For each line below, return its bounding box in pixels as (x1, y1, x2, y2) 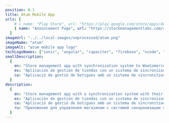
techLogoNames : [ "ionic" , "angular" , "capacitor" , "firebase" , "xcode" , (5, 49, 161, 54)
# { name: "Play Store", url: (14, 21, 78, 27)
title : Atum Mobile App (5, 12, 55, 17)
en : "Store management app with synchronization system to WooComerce (14, 63, 165, 68)
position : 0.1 (5, 7, 35, 13)
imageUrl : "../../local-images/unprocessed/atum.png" (5, 36, 121, 41)
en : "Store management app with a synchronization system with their (14, 91, 163, 96)
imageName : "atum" (5, 40, 44, 45)
